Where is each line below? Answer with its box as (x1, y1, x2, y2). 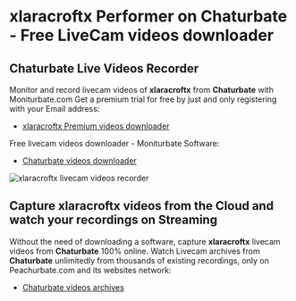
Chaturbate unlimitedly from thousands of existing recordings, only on (9, 255, 270, 265)
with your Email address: (9, 104, 100, 113)
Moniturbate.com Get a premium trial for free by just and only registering (9, 94, 277, 105)
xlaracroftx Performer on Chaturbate (9, 6, 288, 27)
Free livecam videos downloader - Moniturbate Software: (9, 138, 220, 148)
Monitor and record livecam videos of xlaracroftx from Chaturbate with (9, 85, 275, 95)
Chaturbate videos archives (21, 281, 125, 292)
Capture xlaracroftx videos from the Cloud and (9, 198, 275, 213)
